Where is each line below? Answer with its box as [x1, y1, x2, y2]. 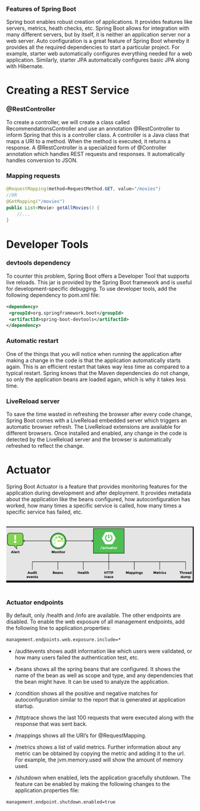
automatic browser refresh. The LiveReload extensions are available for [6, 423, 181, 430]
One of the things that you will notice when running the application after [6, 350, 182, 357]
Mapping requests [6, 171, 61, 180]
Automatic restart [6, 337, 59, 345]
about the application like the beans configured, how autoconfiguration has [6, 495, 190, 503]
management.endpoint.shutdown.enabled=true [6, 799, 116, 805]
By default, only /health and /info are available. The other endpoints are [6, 612, 181, 619]
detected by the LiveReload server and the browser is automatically [6, 435, 171, 443]
